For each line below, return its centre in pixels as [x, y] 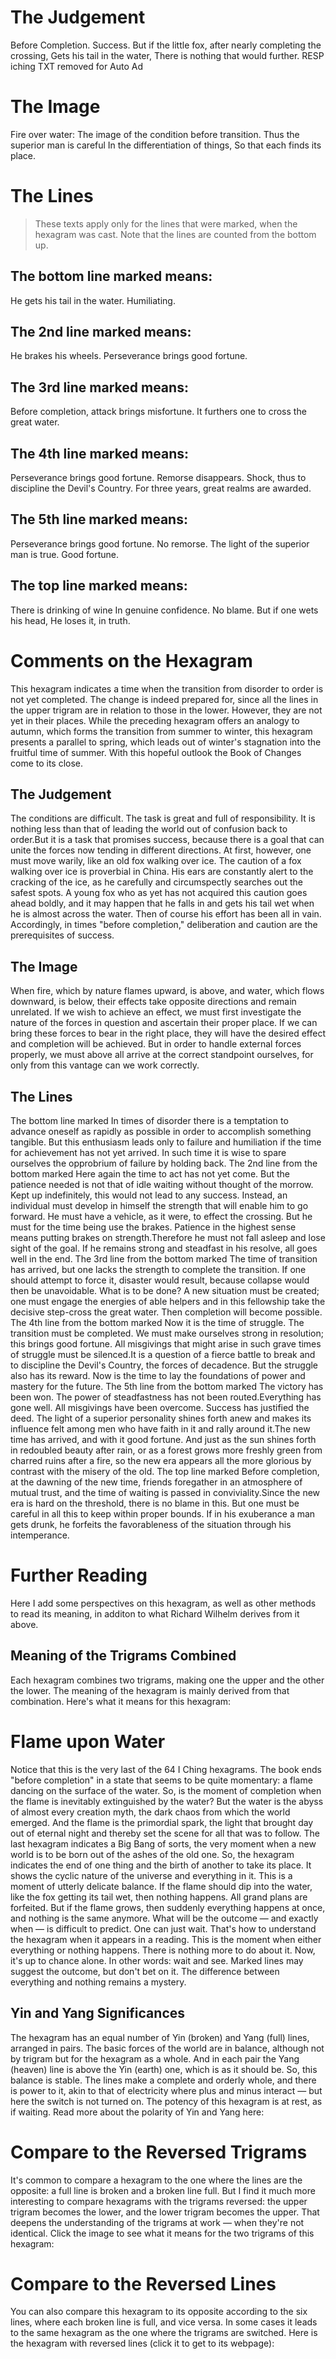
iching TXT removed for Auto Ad [77, 66]
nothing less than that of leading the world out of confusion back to [149, 829]
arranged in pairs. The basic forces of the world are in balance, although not [167, 2048]
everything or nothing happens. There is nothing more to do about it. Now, [163, 1950]
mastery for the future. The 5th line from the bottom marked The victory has [167, 1387]
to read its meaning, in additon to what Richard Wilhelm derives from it [155, 1614]
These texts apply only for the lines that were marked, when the [166, 223]
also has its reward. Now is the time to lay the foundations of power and [158, 1376]
